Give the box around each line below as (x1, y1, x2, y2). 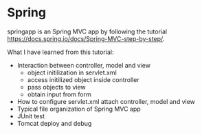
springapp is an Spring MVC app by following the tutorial (7, 27, 167, 36)
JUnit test (16, 111, 45, 120)
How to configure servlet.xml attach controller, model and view (16, 97, 196, 105)
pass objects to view (27, 83, 86, 91)
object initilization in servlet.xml (27, 68, 117, 77)
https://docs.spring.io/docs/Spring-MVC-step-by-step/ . (7, 34, 165, 42)
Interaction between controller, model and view (16, 61, 151, 69)
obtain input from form (27, 90, 91, 98)
